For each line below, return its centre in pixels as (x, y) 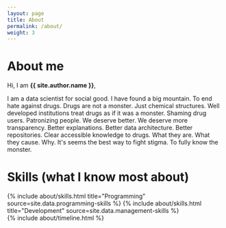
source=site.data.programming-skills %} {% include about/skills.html (104, 203)
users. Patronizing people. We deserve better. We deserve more (98, 121)
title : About (26, 20)
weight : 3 (21, 33)
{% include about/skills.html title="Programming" (76, 197)
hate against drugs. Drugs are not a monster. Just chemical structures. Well (114, 106)
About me (36, 66)
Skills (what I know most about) (98, 177)
